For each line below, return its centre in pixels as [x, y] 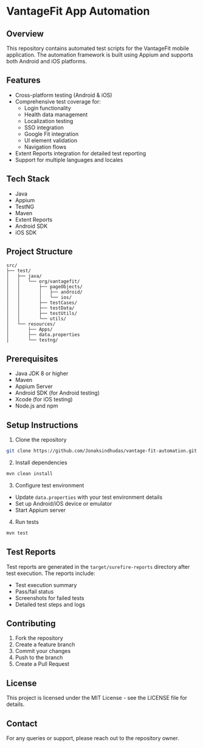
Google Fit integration [51, 134]
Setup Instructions [42, 425]
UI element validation [51, 140]
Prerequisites [32, 358]
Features [23, 80]
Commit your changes [43, 651]
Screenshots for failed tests [50, 598]
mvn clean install [29, 473]
